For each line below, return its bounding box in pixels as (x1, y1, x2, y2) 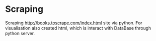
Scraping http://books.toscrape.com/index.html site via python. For (5, 20, 143, 26)
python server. (5, 30, 35, 36)
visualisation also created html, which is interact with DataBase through (5, 25, 152, 31)
